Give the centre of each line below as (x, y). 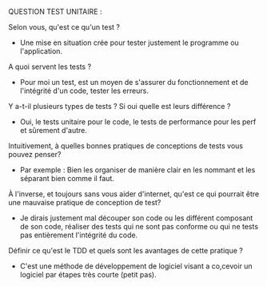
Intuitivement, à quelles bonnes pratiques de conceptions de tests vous (126, 146)
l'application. (41, 51)
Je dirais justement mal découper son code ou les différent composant (136, 218)
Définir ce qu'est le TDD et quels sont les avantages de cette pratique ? (126, 251)
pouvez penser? (35, 154)
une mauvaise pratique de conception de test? (85, 202)
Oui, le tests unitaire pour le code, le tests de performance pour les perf (138, 122)
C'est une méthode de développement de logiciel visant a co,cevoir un (136, 266)
